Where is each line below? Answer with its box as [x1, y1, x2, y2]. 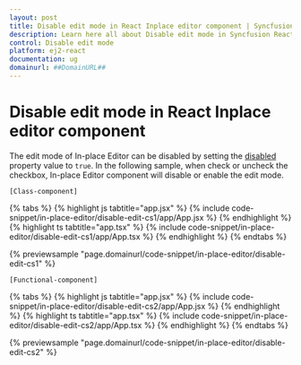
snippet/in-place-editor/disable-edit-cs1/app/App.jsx [9, 212, 204, 222]
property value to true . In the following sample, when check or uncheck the [9, 160, 288, 170]
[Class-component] [9, 187, 78, 196]
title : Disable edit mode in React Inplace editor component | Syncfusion [9, 22, 295, 30]
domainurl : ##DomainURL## [9, 64, 106, 73]
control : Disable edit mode [9, 38, 115, 48]
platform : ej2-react [9, 47, 87, 56]
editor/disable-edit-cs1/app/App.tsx [9, 230, 141, 242]
